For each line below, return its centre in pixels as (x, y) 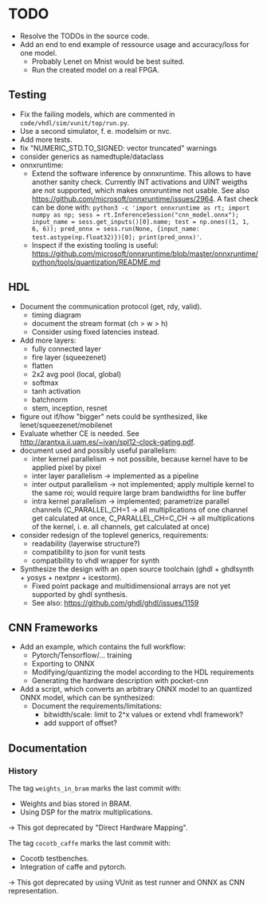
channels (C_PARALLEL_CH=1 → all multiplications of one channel (140, 509)
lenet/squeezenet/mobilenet (66, 425)
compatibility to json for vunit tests (88, 552)
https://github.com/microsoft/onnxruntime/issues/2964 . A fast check (145, 198)
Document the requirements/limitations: (96, 706)
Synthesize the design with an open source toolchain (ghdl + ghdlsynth (137, 569)
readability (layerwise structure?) (86, 544)
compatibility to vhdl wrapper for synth (95, 560)
